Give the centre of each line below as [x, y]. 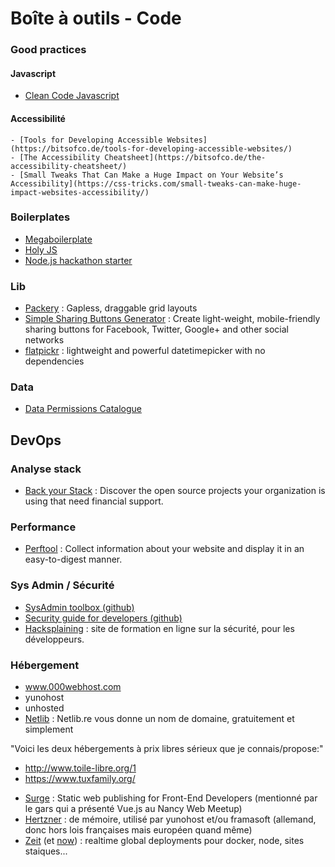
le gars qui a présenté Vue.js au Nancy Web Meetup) [133, 808]
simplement [49, 729]
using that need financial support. [94, 501]
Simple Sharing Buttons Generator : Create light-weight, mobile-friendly [172, 319]
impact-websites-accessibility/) [80, 192]
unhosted [44, 708]
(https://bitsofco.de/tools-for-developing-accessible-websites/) [151, 148]
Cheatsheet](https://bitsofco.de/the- [185, 157]
